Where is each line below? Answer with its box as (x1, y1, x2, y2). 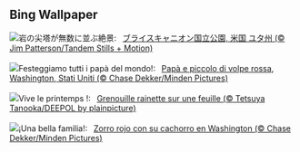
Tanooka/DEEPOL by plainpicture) (9, 102, 136, 113)
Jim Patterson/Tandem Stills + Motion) (9, 43, 154, 53)
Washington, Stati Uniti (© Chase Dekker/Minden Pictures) (9, 72, 229, 83)
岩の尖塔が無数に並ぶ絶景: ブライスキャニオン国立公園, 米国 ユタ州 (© (18, 32, 285, 43)
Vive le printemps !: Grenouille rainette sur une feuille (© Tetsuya (18, 92, 265, 103)
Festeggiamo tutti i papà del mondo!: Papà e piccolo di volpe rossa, (18, 62, 275, 73)
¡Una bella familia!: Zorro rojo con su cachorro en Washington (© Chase (18, 122, 291, 134)
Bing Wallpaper (9, 7, 98, 23)
